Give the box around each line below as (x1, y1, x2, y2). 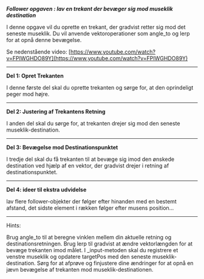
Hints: (6, 222, 21, 229)
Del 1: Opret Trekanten (6, 72, 64, 79)
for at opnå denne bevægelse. (6, 37, 82, 43)
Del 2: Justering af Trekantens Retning (6, 108, 106, 115)
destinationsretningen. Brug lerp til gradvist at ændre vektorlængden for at (6, 240, 193, 247)
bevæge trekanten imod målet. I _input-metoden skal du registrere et (6, 247, 178, 253)
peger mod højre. (6, 91, 50, 97)
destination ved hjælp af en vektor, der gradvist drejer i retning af (6, 162, 169, 169)
